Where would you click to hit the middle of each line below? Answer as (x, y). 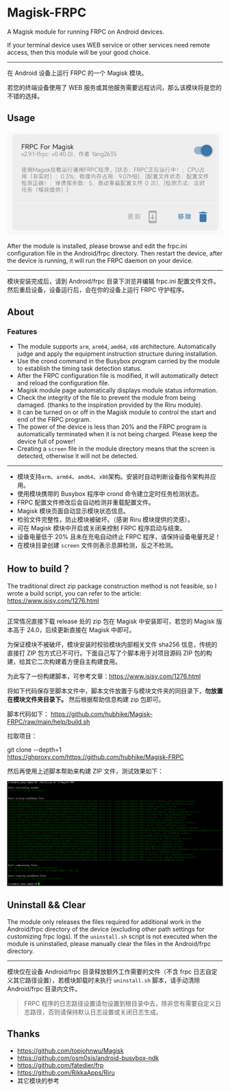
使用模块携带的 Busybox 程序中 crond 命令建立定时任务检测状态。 (110, 494)
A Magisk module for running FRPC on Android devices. (86, 32)
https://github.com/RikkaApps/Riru (66, 1072)
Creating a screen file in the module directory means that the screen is (116, 449)
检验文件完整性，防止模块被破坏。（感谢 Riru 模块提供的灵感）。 (105, 519)
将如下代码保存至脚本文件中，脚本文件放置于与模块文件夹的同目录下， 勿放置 (115, 690)
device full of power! (46, 442)
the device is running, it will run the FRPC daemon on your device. (100, 261)
